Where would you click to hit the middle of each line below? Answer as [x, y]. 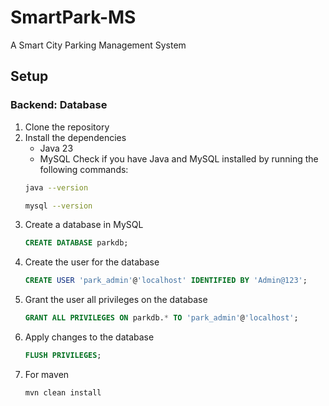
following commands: [84, 169]
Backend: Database [59, 105]
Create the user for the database [92, 262]
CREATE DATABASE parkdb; [76, 243]
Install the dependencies [75, 137]
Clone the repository [67, 127]
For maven [47, 374]
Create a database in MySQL [84, 225]
